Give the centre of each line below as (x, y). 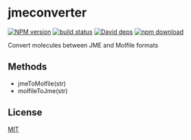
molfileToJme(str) (43, 90)
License (25, 113)
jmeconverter (47, 13)
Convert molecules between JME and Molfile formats (83, 45)
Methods (27, 67)
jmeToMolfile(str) (42, 83)
